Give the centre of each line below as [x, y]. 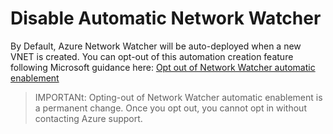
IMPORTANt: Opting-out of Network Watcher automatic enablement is [178, 97]
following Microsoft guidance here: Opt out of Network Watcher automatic [163, 67]
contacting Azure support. [88, 118]
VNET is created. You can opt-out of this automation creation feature [152, 56]
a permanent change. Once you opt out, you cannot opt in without [170, 108]
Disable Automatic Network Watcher [166, 18]
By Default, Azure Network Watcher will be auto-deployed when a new [156, 46]
